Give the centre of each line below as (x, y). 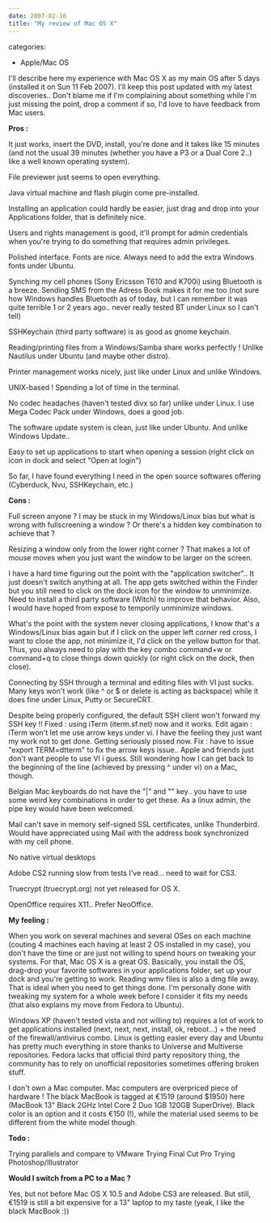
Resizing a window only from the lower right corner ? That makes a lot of (129, 549)
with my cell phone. (41, 841)
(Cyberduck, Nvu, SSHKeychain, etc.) (71, 484)
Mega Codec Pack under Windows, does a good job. (96, 411)
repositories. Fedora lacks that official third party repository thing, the (124, 1054)
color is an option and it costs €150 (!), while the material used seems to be (133, 1114)
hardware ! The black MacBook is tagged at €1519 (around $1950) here (127, 1096)
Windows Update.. (39, 436)
